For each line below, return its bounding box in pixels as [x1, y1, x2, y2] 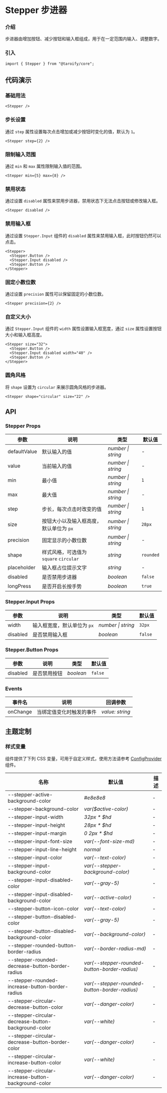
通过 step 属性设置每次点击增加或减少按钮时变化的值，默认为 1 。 [5, 128, 138, 135]
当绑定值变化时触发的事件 [36, 709, 97, 716]
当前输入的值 [42, 463, 72, 470]
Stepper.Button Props [5, 646, 59, 653]
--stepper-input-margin [7, 830, 67, 837]
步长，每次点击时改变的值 [42, 506, 102, 513]
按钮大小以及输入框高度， [42, 518, 102, 525]
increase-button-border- [7, 983, 69, 990]
